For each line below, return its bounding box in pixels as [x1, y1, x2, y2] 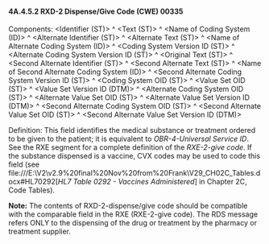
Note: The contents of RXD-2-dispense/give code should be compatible [8, 201, 248, 211]
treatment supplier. [8, 226, 71, 237]
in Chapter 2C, [198, 177, 247, 187]
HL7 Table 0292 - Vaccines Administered [57, 177, 195, 187]
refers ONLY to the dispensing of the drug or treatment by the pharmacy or [8, 218, 258, 228]
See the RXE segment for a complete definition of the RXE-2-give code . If [8, 143, 252, 152]
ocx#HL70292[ [8, 177, 59, 187]
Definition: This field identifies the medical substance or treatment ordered [8, 126, 256, 135]
